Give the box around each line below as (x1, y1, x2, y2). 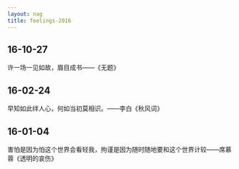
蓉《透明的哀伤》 (7, 154, 58, 163)
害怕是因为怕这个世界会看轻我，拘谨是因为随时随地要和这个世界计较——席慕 (7, 145, 232, 153)
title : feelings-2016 (7, 17, 72, 24)
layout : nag (7, 10, 43, 18)
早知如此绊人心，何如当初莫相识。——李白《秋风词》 (7, 104, 164, 113)
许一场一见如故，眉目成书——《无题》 (7, 63, 119, 72)
